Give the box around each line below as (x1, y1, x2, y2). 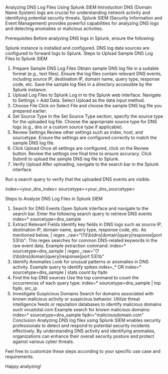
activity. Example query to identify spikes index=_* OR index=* (12, 264, 141, 270)
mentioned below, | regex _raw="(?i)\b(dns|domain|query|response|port (12, 232, 162, 238)
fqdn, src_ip (12, 285, 38, 291)
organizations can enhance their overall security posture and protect (12, 333, 154, 339)
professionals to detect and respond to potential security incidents (12, 323, 150, 328)
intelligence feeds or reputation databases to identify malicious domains (12, 301, 162, 307)
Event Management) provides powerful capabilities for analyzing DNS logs (5, 20, 159, 26)
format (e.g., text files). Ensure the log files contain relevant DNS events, (12, 71, 162, 77)
